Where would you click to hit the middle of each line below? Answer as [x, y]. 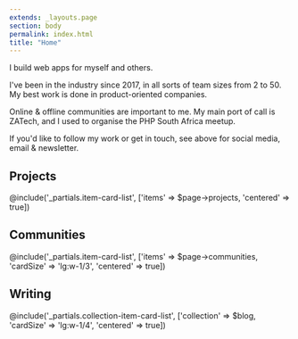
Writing [30, 294]
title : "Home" [36, 42]
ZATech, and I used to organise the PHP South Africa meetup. [123, 121]
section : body [36, 26]
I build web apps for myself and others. [81, 68]
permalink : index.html [51, 34]
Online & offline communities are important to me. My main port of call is [142, 112]
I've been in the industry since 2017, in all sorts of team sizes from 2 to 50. [145, 85]
